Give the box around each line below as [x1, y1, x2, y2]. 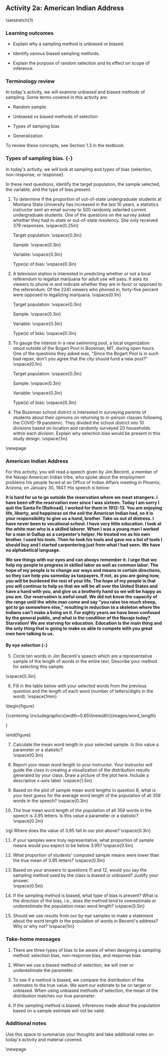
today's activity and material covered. [5, 1036, 83, 1043]
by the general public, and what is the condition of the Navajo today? [5, 615, 151, 621]
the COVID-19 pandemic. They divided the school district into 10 [12, 419, 145, 425]
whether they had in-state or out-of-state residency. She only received [12, 217, 158, 223]
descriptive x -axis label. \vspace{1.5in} [12, 778, 92, 784]
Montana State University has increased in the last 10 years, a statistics [12, 201, 159, 207]
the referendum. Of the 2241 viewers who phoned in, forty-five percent [12, 286, 159, 292]
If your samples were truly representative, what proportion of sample [12, 837, 154, 843]
